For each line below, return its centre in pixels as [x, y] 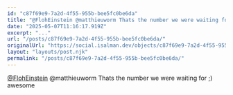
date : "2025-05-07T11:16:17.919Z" [57, 26]
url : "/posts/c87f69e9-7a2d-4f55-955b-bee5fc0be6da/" [87, 39]
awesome [21, 85]
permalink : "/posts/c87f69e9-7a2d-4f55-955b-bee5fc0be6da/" [96, 59]
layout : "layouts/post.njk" [48, 52]
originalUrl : [26, 45]
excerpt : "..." [29, 33]
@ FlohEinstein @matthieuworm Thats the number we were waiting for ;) [110, 78]
